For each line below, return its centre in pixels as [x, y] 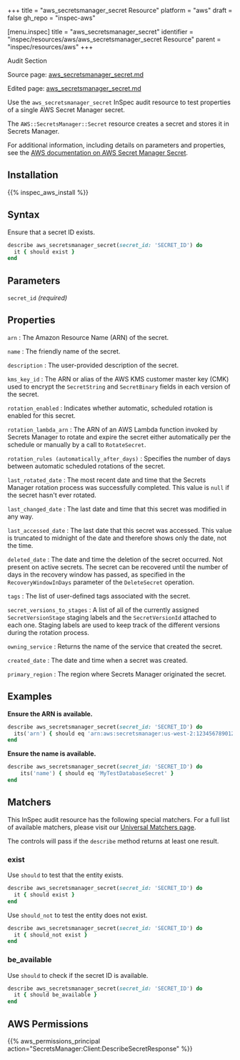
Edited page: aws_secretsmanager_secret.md [74, 88]
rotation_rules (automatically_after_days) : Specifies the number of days [119, 458]
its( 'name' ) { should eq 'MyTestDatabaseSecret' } [97, 774]
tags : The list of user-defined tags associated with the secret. [99, 596]
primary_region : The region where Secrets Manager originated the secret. [117, 674]
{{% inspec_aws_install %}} [48, 192]
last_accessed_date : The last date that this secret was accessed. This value [120, 530]
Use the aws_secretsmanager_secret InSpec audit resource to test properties [119, 102]
